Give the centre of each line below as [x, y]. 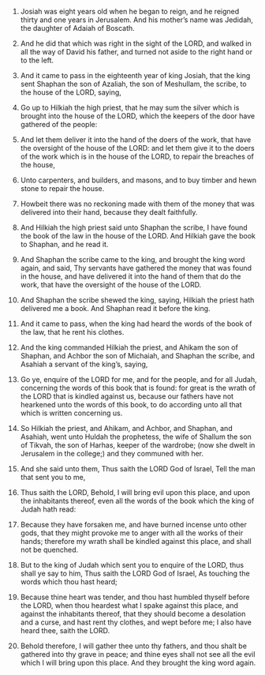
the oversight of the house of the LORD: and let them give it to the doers [137, 148]
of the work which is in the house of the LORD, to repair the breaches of [137, 156]
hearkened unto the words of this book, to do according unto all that [131, 405]
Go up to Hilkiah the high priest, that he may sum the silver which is [130, 107]
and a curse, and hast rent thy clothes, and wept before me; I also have [136, 622]
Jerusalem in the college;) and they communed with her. [112, 454]
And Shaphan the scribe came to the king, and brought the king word [132, 259]
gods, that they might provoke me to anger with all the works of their [132, 533]
